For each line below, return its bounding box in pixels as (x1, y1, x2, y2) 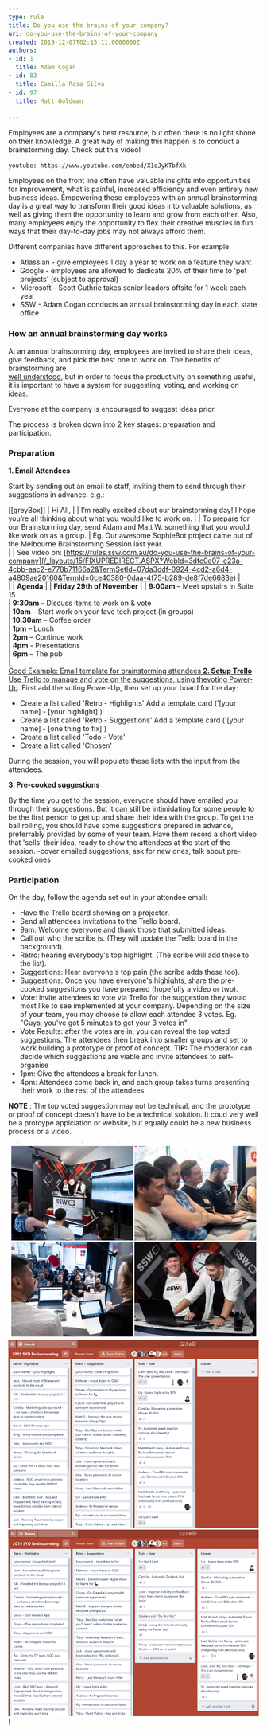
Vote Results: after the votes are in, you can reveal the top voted (19, 1027, 230, 1036)
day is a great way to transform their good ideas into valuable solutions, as (8, 201, 253, 211)
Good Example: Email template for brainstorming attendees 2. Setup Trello (8, 666, 253, 675)
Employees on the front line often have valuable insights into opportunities (8, 176, 251, 186)
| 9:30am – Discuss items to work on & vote (8, 598, 152, 608)
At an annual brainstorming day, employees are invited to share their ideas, (8, 346, 253, 356)
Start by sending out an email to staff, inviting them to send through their (8, 481, 246, 491)
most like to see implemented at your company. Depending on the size (19, 1001, 251, 1011)
